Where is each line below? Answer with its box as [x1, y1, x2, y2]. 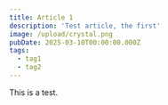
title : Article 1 [9, 12, 74, 22]
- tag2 [17, 63, 42, 72]
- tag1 [17, 54, 42, 63]
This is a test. [9, 86, 59, 98]
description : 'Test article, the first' [9, 21, 162, 30]
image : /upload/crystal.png [9, 29, 114, 38]
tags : [9, 46, 29, 55]
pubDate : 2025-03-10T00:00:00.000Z [9, 37, 141, 47]
